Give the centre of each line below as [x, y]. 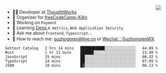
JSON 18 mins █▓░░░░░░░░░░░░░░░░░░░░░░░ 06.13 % [82, 66]
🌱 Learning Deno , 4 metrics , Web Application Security [68, 28]
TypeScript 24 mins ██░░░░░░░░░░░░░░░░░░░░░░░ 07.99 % [82, 61]
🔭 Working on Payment [34, 22]
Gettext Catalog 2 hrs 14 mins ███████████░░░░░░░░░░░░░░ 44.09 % [82, 48]
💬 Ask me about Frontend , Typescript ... [52, 33]
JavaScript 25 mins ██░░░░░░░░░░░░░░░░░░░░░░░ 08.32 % [82, 57]
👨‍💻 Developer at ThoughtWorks [44, 12]
